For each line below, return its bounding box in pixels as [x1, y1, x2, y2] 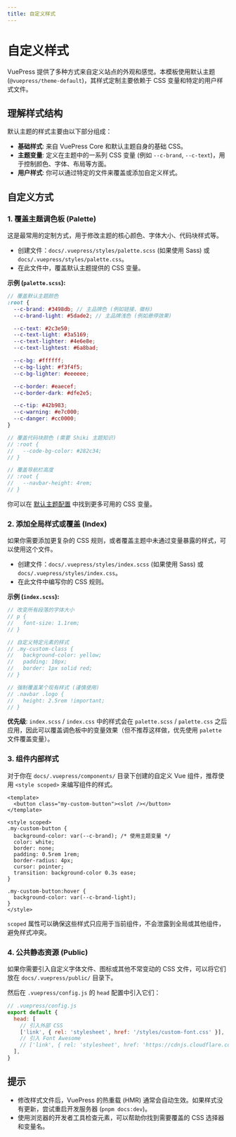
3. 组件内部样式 [7, 754, 60, 764]
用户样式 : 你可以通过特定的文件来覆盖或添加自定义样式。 [17, 169, 181, 177]
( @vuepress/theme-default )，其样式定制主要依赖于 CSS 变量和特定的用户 [7, 76, 217, 84]
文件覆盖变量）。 [7, 735, 54, 743]
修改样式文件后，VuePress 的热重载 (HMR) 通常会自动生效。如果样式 [17, 1096, 217, 1104]
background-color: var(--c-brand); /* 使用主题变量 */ [13, 832, 171, 839]
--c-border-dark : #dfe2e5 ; [13, 389, 93, 397]
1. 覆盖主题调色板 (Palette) [7, 213, 97, 223]
